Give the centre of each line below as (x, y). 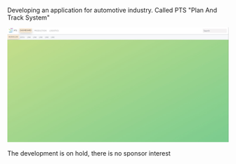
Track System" (29, 18)
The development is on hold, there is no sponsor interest (89, 153)
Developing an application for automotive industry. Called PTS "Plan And (112, 10)
